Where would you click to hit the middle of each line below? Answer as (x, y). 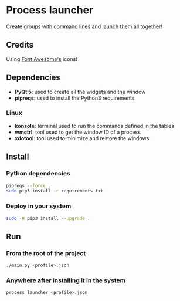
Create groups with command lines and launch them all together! (84, 26)
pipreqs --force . (28, 185)
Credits (20, 45)
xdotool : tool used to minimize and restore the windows (82, 138)
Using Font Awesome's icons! (42, 59)
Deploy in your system (39, 206)
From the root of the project (46, 253)
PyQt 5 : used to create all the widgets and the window (80, 92)
